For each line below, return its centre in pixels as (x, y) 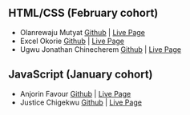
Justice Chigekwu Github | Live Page (81, 102)
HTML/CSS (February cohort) (83, 13)
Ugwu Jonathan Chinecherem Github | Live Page (101, 49)
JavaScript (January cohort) (81, 75)
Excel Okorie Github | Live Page (72, 41)
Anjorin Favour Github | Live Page (75, 93)
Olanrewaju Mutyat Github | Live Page (83, 32)
